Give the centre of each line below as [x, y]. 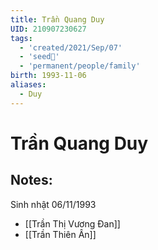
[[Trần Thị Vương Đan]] [72, 223]
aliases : [28, 85]
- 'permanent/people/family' [80, 66]
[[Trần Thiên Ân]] [60, 234]
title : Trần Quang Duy [57, 19]
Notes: [31, 180]
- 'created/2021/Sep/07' [71, 47]
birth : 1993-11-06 [48, 76]
